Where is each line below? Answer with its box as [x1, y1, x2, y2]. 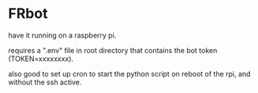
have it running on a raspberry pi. [8, 30, 117, 40]
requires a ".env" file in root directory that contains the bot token [8, 45, 218, 55]
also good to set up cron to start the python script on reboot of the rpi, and [8, 69, 251, 78]
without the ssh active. [8, 77, 82, 87]
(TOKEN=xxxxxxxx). [8, 54, 73, 63]
